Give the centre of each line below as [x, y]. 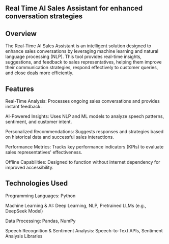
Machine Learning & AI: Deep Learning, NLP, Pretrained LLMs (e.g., [76, 205]
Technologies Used [36, 183]
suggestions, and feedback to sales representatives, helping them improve [83, 62]
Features [20, 89]
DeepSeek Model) [24, 211]
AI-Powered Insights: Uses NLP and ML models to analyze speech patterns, [85, 116]
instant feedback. [24, 107]
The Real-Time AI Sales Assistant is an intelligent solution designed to [78, 46]
